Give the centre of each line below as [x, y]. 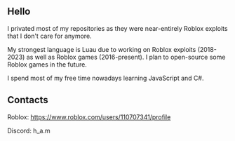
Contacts [28, 100]
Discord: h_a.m [29, 130]
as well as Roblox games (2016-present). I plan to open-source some [126, 57]
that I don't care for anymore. [50, 36]
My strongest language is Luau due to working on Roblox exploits [102, 49]
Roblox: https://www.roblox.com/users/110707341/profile [89, 117]
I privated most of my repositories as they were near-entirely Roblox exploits [117, 28]
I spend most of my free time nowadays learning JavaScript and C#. [106, 78]
